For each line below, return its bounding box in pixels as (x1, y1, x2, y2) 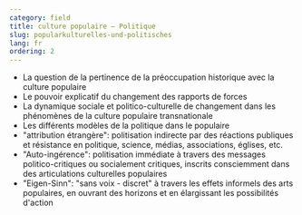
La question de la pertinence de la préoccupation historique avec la (22, 72, 275, 83)
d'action (22, 197, 54, 209)
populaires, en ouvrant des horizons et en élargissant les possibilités (22, 188, 279, 199)
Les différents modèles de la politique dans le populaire (22, 120, 229, 132)
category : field (9, 13, 71, 23)
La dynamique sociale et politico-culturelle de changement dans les (22, 101, 277, 112)
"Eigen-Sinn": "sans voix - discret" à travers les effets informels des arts (22, 178, 294, 189)
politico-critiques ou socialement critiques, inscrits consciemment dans (22, 159, 290, 170)
